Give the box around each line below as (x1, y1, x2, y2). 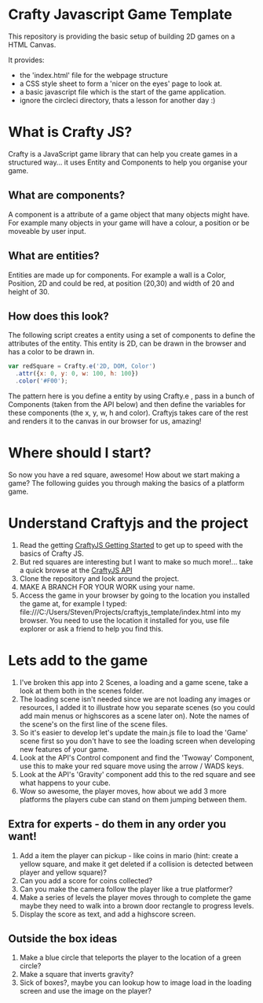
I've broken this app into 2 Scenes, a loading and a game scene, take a (19, 677, 249, 687)
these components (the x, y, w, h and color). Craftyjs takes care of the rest (8, 408, 249, 417)
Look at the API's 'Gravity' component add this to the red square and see (19, 769, 256, 779)
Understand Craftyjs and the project (8, 514, 249, 532)
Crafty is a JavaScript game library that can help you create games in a (8, 149, 238, 158)
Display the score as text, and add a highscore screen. (19, 909, 196, 919)
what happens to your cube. (19, 778, 111, 787)
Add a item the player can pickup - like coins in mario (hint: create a (19, 850, 239, 860)
